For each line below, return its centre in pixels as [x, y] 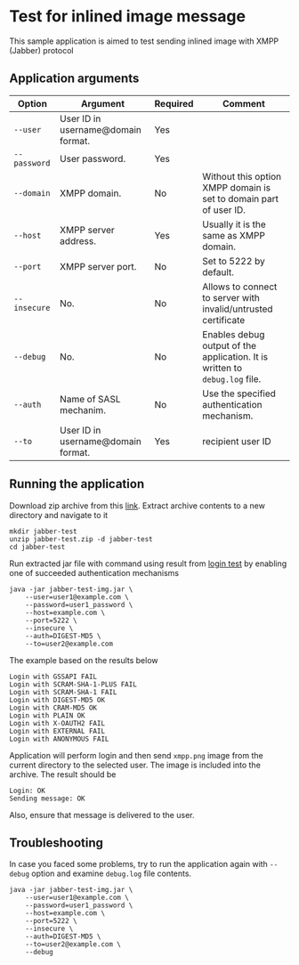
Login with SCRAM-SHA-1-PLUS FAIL [73, 684]
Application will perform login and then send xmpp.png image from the [137, 755]
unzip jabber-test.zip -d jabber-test [81, 539]
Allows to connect [240, 287]
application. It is [235, 356]
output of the [229, 345]
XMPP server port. [98, 266]
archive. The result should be [63, 774]
